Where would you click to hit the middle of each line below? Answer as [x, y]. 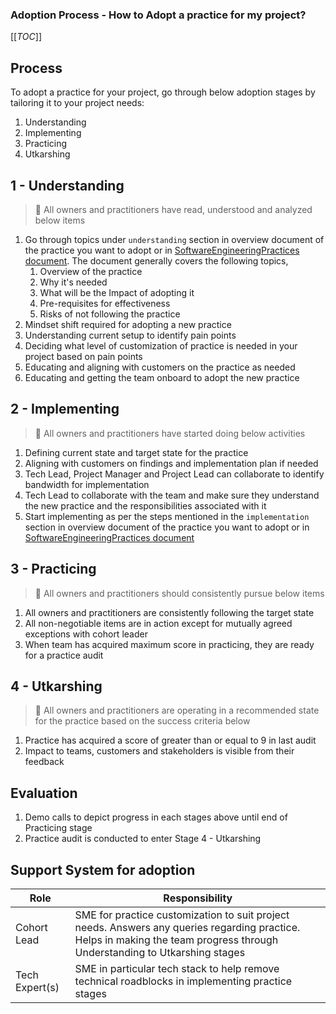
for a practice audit [64, 655]
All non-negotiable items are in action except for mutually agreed [158, 623]
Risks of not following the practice [110, 314]
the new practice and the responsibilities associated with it [145, 505]
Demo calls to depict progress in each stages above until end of [156, 817]
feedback [44, 762]
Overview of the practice [91, 271]
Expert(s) [37, 987]
